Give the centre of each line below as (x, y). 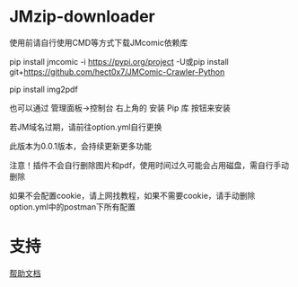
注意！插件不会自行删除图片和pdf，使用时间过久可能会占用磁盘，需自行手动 (149, 165)
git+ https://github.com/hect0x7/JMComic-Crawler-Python (117, 72)
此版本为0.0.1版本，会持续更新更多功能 (81, 146)
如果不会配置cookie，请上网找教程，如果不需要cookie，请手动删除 (132, 195)
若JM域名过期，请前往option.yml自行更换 (86, 127)
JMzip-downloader (82, 17)
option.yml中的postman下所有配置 (73, 206)
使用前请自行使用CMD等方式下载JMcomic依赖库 (99, 42)
